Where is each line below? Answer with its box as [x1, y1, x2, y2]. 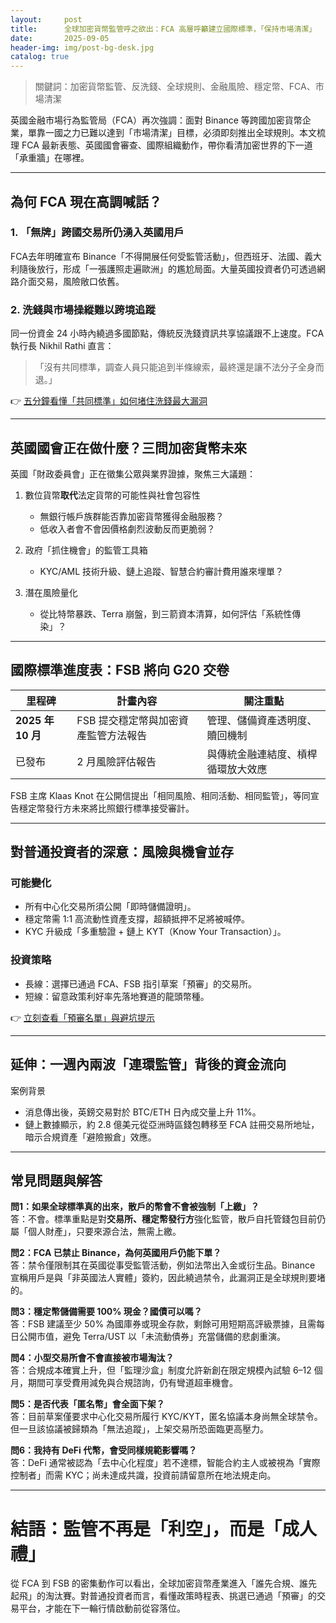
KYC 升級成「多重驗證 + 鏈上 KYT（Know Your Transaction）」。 [24, 926, 287, 938]
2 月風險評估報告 [76, 754, 157, 768]
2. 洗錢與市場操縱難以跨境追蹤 [10, 302, 156, 316]
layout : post [10, 14, 83, 25]
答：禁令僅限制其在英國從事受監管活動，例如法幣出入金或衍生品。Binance [10, 1259, 316, 1271]
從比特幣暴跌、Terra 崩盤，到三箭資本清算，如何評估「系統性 [39, 607, 293, 620]
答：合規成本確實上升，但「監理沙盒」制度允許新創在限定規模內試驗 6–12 [10, 1364, 312, 1376]
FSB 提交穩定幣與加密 [76, 713, 179, 727]
